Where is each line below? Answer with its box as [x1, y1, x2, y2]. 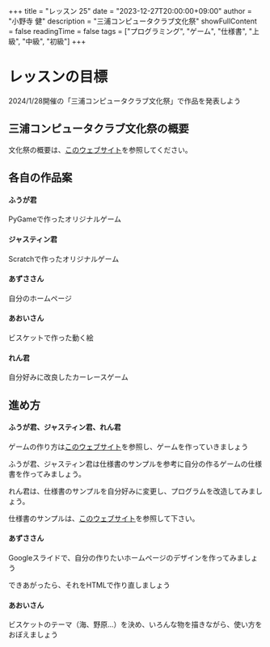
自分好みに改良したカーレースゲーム [8, 372, 129, 382]
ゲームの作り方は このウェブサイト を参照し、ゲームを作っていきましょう [8, 442, 249, 452]
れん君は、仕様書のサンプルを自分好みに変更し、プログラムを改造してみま [8, 486, 256, 496]
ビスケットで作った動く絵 [8, 333, 94, 342]
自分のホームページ [8, 293, 73, 303]
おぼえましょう [8, 630, 58, 640]
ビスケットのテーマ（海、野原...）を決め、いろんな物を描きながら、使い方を [8, 620, 263, 629]
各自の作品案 [8, 171, 73, 185]
